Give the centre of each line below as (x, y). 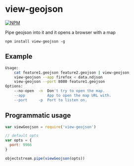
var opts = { (19, 140)
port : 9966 (21, 145)
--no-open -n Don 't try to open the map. (60, 91)
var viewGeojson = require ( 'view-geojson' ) (51, 127)
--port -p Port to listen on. (51, 100)
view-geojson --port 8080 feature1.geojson (60, 82)
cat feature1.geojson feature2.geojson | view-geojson (72, 73)
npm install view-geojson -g (35, 41)
